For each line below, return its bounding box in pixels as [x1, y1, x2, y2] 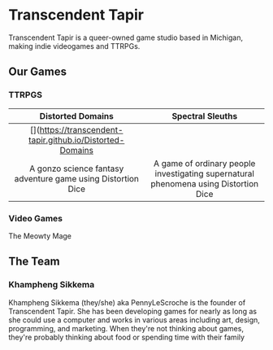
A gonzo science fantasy [29, 163, 124, 174]
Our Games [8, 65, 67, 79]
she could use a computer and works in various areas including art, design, [8, 315, 260, 325]
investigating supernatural [154, 168, 254, 179]
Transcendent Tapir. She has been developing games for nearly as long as [8, 306, 258, 316]
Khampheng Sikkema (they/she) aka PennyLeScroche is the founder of [8, 297, 246, 307]
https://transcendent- [39, 124, 123, 135]
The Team [8, 255, 61, 269]
